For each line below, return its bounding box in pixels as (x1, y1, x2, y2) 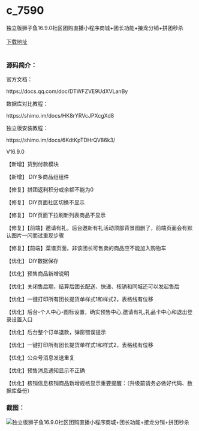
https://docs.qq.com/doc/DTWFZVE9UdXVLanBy (6, 88, 128, 95)
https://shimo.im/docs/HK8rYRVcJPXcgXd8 (6, 112, 114, 119)
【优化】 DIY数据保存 (6, 258, 59, 265)
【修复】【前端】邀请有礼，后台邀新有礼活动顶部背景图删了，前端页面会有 (6, 225, 188, 232)
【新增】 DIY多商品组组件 (6, 173, 70, 181)
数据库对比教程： (6, 100, 49, 107)
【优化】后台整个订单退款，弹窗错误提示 (6, 328, 106, 336)
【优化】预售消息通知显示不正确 (6, 367, 85, 374)
